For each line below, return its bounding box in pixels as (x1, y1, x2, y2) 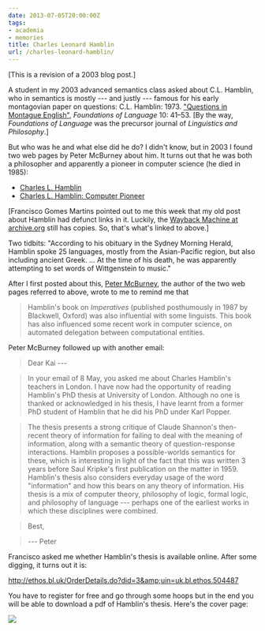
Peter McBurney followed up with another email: (8, 343, 165, 352)
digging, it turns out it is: (8, 561, 88, 569)
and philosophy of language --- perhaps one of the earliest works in (27, 498, 250, 507)
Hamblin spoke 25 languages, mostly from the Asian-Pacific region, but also (8, 247, 256, 256)
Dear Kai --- (27, 358, 68, 368)
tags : (8, 19, 26, 27)
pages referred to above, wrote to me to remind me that (8, 287, 189, 297)
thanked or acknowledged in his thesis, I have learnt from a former (27, 399, 244, 408)
